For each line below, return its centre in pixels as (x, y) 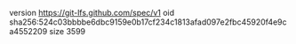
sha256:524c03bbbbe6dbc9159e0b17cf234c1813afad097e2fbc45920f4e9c (148, 22)
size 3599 (68, 31)
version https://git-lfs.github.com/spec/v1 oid (92, 13)
